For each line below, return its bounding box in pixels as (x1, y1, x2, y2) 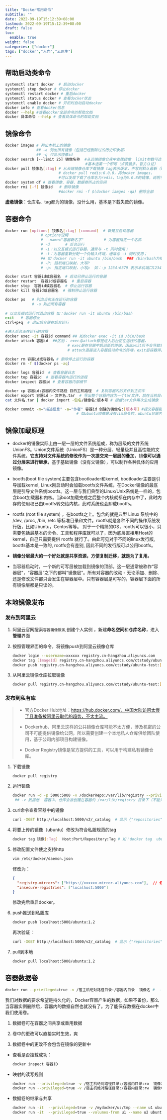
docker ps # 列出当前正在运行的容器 (5, 297, 78, 302)
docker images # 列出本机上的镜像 (5, 143, 71, 148)
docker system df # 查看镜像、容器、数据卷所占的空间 (5, 180, 107, 185)
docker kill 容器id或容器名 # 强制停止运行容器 (5, 288, 97, 293)
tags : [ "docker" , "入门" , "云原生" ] (5, 49, 73, 54)
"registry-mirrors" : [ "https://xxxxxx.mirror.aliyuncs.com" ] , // (17, 880, 158, 885)
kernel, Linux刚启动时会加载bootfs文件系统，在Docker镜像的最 (25, 482, 154, 488)
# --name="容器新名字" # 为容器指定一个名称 (40, 237, 142, 243)
